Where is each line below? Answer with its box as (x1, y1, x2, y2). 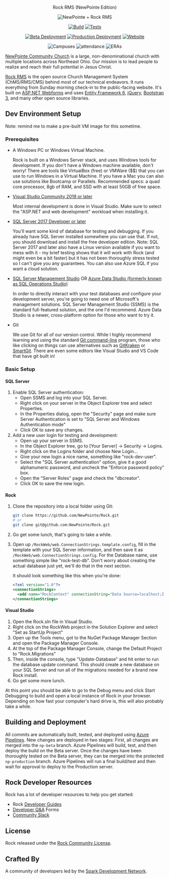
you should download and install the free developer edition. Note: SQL (12, 239, 159, 245)
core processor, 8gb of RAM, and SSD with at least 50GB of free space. (12, 184, 161, 190)
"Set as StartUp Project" (12, 629, 63, 635)
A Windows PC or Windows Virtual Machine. (12, 147, 105, 153)
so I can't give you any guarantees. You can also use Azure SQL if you (12, 260, 159, 266)
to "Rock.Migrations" (12, 650, 57, 656)
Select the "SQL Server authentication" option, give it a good (20, 459, 146, 465)
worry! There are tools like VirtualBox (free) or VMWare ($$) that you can (12, 168, 164, 174)
